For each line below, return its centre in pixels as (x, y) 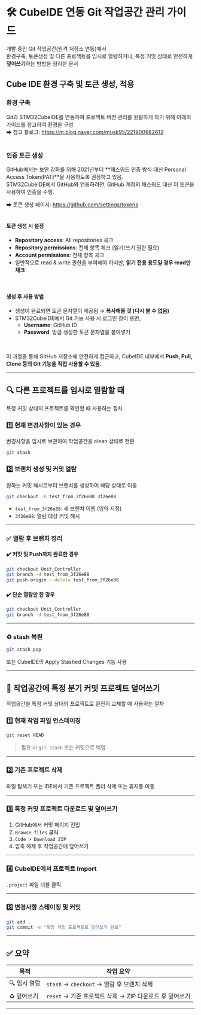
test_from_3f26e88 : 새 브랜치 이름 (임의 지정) (68, 508)
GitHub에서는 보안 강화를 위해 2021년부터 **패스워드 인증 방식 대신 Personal (96, 169)
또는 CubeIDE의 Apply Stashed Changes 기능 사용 (67, 662)
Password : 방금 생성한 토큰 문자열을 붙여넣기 (77, 332)
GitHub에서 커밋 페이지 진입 (48, 825)
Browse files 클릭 (36, 832)
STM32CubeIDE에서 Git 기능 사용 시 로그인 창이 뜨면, (78, 318)
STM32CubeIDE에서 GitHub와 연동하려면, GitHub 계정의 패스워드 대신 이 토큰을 (100, 184)
